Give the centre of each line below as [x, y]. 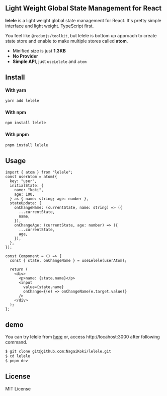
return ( [19, 269]
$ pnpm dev [17, 361]
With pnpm [17, 134]
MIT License [18, 388]
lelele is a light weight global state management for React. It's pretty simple [83, 20]
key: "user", [23, 181]
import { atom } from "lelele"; [39, 173]
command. [16, 342]
